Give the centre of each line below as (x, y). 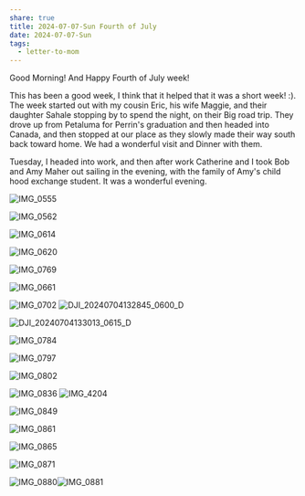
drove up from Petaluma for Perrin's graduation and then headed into (139, 125)
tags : (20, 43)
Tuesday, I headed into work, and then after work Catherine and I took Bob (150, 162)
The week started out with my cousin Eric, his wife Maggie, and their (138, 105)
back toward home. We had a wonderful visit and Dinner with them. (136, 144)
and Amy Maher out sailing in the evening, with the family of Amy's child (145, 172)
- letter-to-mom (48, 52)
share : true (32, 18)
